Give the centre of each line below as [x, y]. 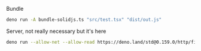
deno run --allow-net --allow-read [51, 42]
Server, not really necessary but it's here [56, 31]
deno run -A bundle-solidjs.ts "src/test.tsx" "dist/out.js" [84, 20]
